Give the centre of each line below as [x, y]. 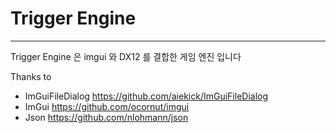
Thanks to [31, 76]
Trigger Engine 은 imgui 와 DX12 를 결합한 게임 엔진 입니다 [126, 56]
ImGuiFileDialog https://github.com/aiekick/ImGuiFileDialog [146, 96]
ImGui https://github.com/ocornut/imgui [107, 106]
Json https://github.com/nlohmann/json [106, 117]
